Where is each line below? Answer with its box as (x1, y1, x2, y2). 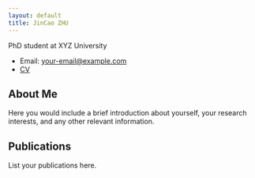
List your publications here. (8, 161, 97, 170)
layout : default (8, 11, 62, 20)
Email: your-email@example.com (19, 56, 127, 66)
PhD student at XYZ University (8, 40, 107, 50)
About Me (8, 87, 58, 100)
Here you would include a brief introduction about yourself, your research (8, 108, 247, 118)
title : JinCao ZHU (8, 19, 69, 27)
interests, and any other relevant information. (8, 116, 155, 127)
